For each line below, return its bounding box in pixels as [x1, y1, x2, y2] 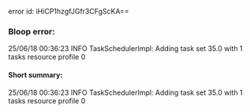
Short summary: [8, 70, 63, 79]
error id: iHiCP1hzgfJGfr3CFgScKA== [8, 7, 129, 16]
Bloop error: [8, 26, 55, 37]
